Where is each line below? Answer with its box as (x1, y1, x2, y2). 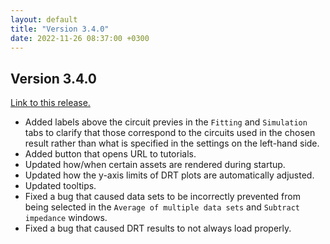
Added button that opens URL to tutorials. (24, 148, 197, 160)
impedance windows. (24, 212, 108, 224)
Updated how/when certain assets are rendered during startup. (24, 159, 286, 171)
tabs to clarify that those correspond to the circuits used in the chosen (24, 127, 316, 139)
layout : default (10, 14, 78, 25)
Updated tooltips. (24, 180, 97, 192)
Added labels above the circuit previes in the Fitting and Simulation (24, 116, 308, 128)
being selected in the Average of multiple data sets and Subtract (24, 201, 300, 213)
